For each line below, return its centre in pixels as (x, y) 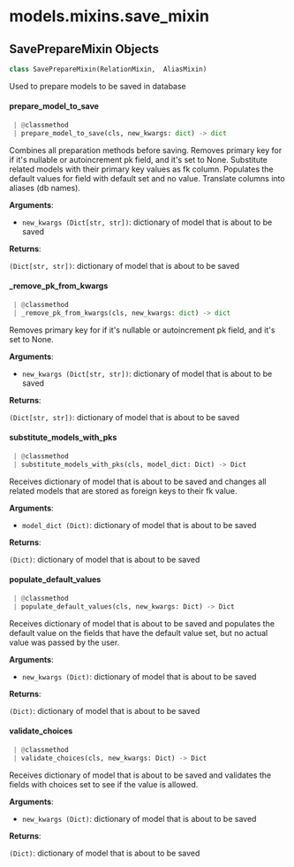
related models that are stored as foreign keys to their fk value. (123, 491)
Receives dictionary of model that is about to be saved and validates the (140, 775)
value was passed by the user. (64, 642)
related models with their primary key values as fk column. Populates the (141, 169)
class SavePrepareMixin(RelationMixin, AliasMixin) (108, 69)
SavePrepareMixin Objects (84, 49)
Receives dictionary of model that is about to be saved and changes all (138, 481)
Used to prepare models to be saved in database (98, 86)
